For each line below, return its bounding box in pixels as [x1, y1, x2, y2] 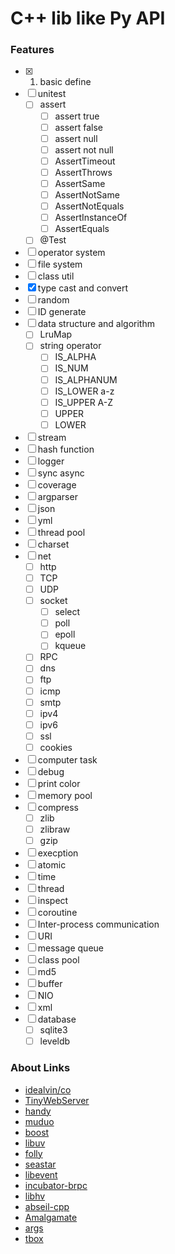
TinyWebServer [24, 1094, 90, 1106]
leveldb [39, 1035, 71, 1047]
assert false [54, 121, 103, 133]
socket [39, 595, 68, 607]
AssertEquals [54, 223, 110, 235]
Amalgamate [24, 1211, 78, 1223]
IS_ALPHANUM [54, 373, 118, 386]
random [37, 294, 70, 306]
